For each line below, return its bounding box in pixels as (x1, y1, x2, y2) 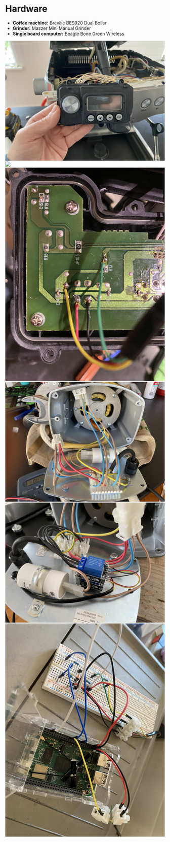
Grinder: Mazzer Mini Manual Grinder (12, 25, 91, 31)
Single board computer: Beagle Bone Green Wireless (12, 30, 124, 37)
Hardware (5, 3, 48, 15)
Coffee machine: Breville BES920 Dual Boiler (12, 20, 107, 26)
